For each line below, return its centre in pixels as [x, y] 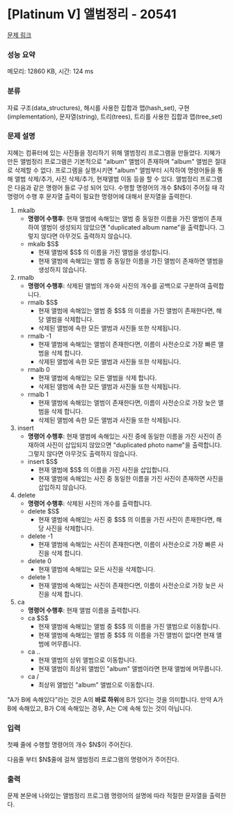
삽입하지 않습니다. [62, 487]
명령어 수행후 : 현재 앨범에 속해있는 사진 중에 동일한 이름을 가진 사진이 [121, 436]
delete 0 [40, 561]
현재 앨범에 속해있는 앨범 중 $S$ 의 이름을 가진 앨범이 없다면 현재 [126, 635]
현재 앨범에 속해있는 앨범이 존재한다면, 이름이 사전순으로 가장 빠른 [127, 344]
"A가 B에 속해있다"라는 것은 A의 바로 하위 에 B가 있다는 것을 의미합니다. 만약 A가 [115, 699]
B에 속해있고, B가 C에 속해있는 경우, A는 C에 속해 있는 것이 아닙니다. [100, 708]
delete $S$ [43, 511]
